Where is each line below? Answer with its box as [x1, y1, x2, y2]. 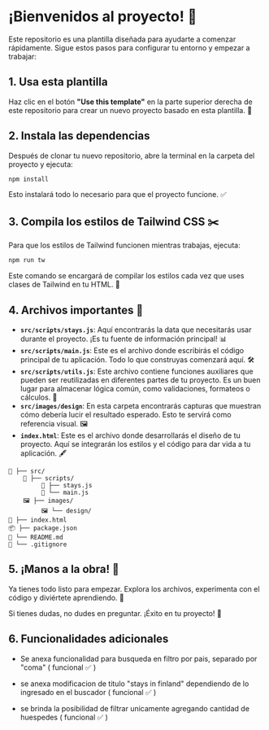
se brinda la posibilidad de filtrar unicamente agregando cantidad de [20, 703, 250, 713]
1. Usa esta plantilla [8, 75, 108, 89]
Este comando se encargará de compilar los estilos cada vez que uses [8, 271, 245, 281]
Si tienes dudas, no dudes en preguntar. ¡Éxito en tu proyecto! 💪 [8, 608, 222, 618]
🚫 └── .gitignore [8, 540, 67, 549]
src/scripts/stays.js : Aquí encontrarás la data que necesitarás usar [20, 325, 252, 334]
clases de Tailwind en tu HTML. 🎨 [8, 280, 120, 290]
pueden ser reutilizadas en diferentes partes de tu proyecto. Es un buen [20, 374, 262, 385]
